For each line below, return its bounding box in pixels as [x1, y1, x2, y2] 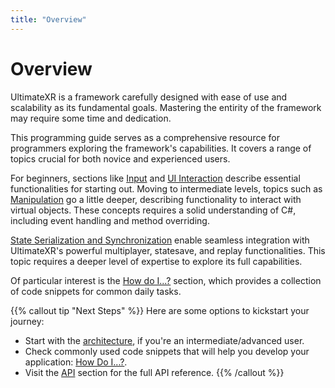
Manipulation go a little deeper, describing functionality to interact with [10, 193, 302, 205]
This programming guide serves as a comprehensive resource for [10, 131, 280, 143]
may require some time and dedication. [10, 112, 172, 124]
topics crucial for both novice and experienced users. [10, 152, 231, 165]
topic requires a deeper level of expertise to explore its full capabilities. [10, 255, 303, 267]
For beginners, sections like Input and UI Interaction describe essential [10, 172, 301, 184]
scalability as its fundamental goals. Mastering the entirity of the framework [10, 101, 322, 113]
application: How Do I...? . [24, 356, 128, 368]
